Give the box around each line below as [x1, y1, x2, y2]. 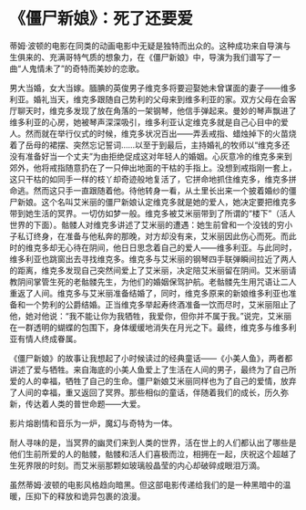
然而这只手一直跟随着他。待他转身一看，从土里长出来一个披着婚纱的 [33, 184, 289, 196]
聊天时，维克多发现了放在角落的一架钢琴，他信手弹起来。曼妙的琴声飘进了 [16, 105, 297, 116]
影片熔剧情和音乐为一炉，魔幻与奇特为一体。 [9, 417, 178, 429]
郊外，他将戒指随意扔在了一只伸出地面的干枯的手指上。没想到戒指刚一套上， [9, 161, 297, 173]
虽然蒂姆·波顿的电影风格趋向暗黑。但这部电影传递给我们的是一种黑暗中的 [9, 479, 284, 490]
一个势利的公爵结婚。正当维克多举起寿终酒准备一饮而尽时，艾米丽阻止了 [25, 298, 297, 310]
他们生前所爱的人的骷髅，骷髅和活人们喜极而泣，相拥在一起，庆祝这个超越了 [9, 448, 297, 459]
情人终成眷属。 [25, 333, 82, 344]
